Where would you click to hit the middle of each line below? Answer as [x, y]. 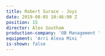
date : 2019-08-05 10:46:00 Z [42, 17]
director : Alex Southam [35, 28]
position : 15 [22, 22]
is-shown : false [26, 44]
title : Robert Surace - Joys [42, 11]
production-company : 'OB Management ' [53, 33]
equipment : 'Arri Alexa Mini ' [44, 38]
